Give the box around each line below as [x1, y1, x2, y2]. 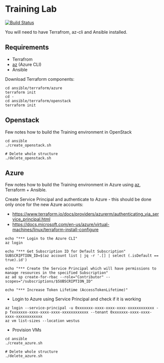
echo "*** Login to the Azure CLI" [5, 236, 78, 241]
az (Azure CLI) [12, 61, 42, 67]
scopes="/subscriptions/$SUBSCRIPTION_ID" [5, 279, 93, 284]
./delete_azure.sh [5, 354, 43, 359]
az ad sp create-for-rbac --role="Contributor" [5, 275, 104, 280]
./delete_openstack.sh [5, 156, 51, 160]
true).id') [5, 258, 27, 263]
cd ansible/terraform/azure [5, 86, 63, 91]
